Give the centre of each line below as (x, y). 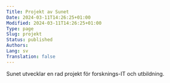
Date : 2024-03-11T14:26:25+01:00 (49, 17)
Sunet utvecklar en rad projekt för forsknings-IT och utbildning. (85, 73)
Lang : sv (17, 51)
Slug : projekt (24, 34)
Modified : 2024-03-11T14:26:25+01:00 (54, 23)
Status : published (29, 40)
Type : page (20, 29)
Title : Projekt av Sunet (38, 12)
